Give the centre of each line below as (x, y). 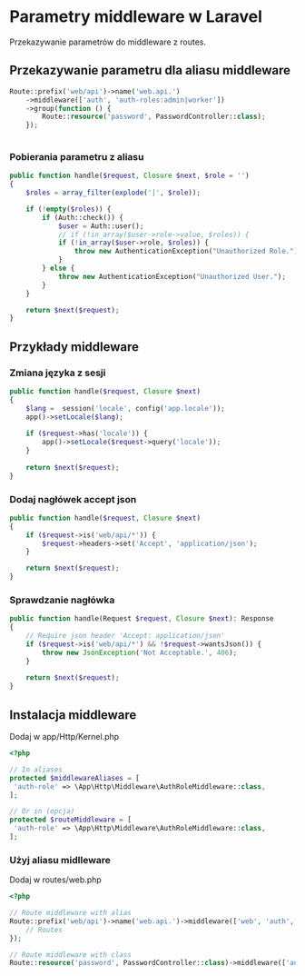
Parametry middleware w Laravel (136, 17)
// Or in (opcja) (42, 812)
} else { (59, 269)
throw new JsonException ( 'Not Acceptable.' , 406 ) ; (140, 652)
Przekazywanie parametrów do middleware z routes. (108, 42)
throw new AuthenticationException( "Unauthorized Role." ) (186, 252)
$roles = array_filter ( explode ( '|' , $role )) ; (113, 193)
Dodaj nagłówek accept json (73, 499)
